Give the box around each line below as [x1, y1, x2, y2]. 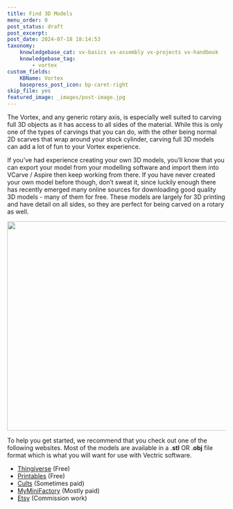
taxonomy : [7, 42, 36, 49]
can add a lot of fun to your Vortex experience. [7, 143, 141, 150]
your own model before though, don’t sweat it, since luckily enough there [7, 178, 216, 186]
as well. [7, 207, 29, 216]
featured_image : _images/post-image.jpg [7, 94, 126, 101]
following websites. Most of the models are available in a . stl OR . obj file [7, 444, 214, 451]
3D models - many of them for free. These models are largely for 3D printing [7, 193, 225, 201]
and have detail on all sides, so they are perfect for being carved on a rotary [7, 200, 224, 208]
